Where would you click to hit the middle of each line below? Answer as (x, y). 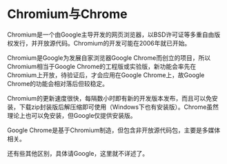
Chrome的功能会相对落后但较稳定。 (58, 83)
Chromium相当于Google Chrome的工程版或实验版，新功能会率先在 (102, 66)
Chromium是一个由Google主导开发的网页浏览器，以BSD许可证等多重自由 (111, 34)
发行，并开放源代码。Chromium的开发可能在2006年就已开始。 (102, 43)
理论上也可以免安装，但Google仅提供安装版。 (72, 115)
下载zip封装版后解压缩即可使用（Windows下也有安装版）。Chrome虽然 (119, 107)
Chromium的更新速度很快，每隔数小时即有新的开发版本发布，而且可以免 (110, 98)
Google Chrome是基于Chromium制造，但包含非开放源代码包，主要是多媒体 (114, 130)
